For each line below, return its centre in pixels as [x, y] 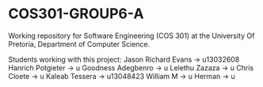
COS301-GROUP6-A [76, 14]
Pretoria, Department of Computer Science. [79, 43]
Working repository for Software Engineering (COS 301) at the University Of [131, 36]
